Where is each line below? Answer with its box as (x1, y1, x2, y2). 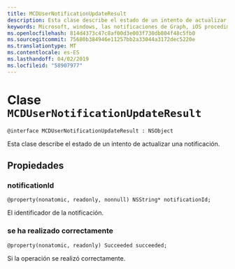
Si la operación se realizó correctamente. (7, 254, 126, 262)
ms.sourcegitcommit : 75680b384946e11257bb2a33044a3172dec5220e (7, 36, 196, 43)
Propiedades (7, 160, 64, 171)
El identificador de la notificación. (7, 208, 104, 217)
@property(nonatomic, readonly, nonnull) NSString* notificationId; (7, 197, 211, 203)
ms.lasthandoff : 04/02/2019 (7, 56, 90, 63)
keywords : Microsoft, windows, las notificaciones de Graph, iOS (7, 23, 201, 30)
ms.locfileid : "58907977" (7, 62, 83, 69)
